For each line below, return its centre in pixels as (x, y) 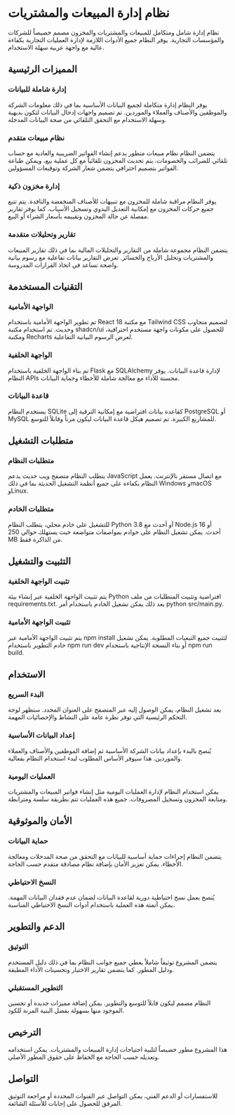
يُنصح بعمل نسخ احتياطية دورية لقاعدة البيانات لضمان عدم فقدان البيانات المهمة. (111, 897)
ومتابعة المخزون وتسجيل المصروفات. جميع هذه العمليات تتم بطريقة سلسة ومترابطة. (118, 799)
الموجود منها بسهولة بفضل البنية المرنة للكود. (66, 1010)
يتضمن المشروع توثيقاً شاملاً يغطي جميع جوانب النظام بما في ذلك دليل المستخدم (113, 962)
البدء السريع (26, 695)
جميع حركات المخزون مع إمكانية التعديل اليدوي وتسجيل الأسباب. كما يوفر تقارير (111, 209)
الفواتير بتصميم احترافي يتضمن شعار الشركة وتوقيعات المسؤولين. (93, 168)
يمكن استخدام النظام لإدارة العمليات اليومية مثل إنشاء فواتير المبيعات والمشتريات (114, 792)
